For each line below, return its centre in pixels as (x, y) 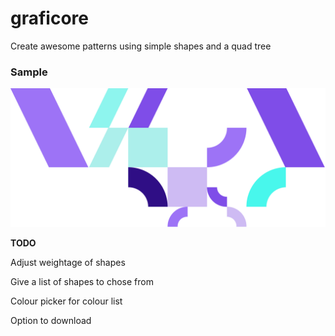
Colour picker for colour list (66, 301)
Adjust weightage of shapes (68, 262)
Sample (29, 72)
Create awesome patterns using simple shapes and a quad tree (141, 46)
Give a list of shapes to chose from (82, 281)
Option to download (51, 320)
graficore (49, 18)
